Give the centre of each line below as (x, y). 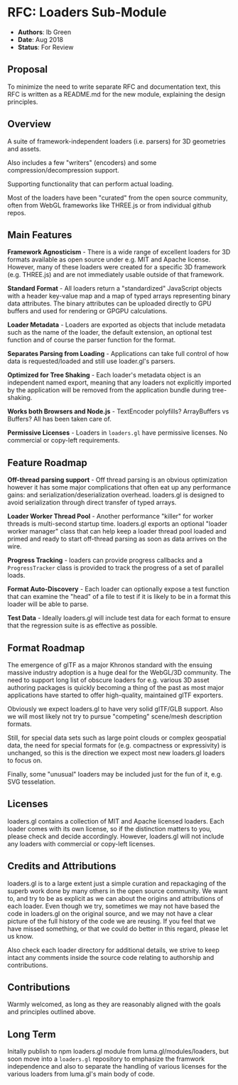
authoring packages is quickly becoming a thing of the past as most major (116, 687)
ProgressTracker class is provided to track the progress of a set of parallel (115, 568)
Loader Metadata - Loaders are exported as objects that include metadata (117, 325)
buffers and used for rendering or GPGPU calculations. (87, 311)
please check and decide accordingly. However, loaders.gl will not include (116, 836)
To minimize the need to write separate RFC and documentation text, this (114, 87)
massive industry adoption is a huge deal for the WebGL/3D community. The (119, 673)
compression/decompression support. (63, 170)
